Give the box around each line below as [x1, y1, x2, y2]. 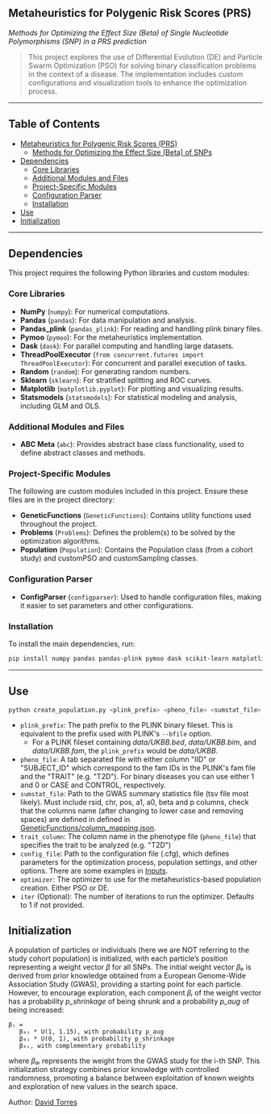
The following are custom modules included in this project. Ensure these [8, 486, 248, 496]
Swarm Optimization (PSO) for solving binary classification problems [27, 60, 256, 70]
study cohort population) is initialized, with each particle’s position [8, 953, 228, 963]
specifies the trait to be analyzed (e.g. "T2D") [19, 841, 172, 850]
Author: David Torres [8, 1097, 78, 1108]
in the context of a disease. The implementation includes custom [27, 69, 244, 79]
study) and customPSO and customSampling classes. [19, 553, 198, 563]
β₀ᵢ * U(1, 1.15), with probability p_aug [19, 1028, 164, 1036]
